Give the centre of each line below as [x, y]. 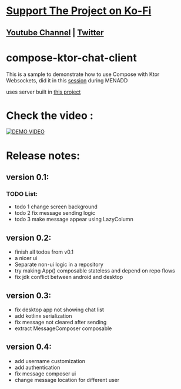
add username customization [50, 361]
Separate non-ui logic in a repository [59, 265]
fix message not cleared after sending [61, 322]
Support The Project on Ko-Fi [79, 11]
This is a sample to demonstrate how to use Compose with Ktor [83, 74]
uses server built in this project [43, 92]
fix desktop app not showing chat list [59, 310]
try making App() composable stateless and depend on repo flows [95, 271]
